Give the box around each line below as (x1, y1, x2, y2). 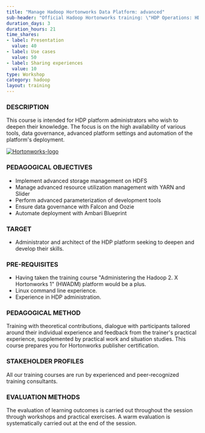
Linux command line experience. (15, 287, 98, 295)
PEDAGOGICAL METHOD (6, 309, 81, 317)
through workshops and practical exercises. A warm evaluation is (6, 413, 171, 421)
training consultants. (6, 378, 58, 385)
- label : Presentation (6, 37, 64, 43)
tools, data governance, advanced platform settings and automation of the (6, 129, 193, 137)
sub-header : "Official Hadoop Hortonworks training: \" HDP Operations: (6, 15, 192, 21)
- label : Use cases (6, 49, 56, 55)
